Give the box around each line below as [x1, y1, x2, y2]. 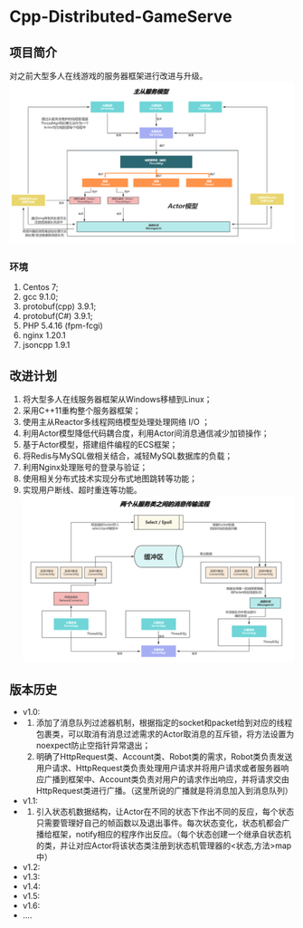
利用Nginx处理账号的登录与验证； [22, 462, 148, 473]
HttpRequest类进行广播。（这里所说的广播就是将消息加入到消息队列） [35, 786, 293, 797]
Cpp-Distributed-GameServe [9, 6, 232, 27]
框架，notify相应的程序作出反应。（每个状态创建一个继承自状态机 [52, 829, 292, 840]
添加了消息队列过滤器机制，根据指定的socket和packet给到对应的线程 [35, 718, 293, 729]
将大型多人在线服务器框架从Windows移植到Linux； [22, 394, 213, 405]
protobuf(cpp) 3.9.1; [22, 301, 97, 312]
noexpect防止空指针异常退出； [35, 740, 151, 751]
